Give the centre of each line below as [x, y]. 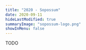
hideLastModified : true [31, 19]
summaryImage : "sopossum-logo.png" [43, 24]
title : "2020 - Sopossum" [33, 10]
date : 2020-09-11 [24, 15]
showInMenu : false [25, 29]
